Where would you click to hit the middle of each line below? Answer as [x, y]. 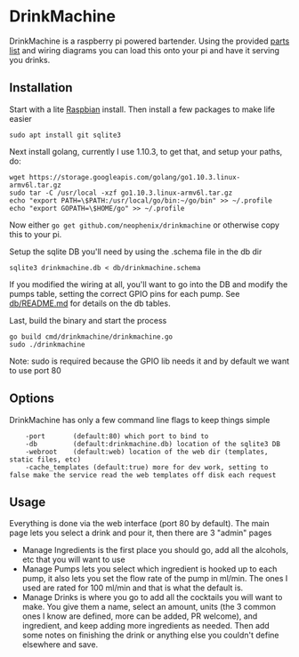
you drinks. [30, 60]
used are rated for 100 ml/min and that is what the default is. [133, 588]
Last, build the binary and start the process [88, 320]
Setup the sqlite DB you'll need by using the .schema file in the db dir [136, 252]
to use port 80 [36, 370]
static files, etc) [45, 460]
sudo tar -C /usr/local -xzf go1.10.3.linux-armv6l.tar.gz [121, 193]
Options [32, 399]
